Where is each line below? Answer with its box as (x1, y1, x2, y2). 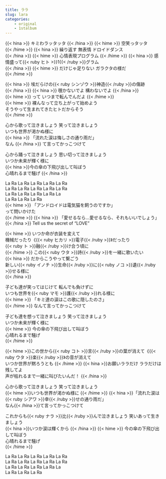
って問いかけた (5, 208, 36, 214)
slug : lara (5, 12, 28, 17)
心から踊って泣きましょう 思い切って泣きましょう (5, 151, 107, 157)
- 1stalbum (14, 26, 37, 31)
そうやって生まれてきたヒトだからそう (5, 106, 84, 112)
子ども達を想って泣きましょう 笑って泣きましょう (5, 313, 107, 319)
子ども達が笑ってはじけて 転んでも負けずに (5, 284, 94, 290)
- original (14, 21, 37, 26)
